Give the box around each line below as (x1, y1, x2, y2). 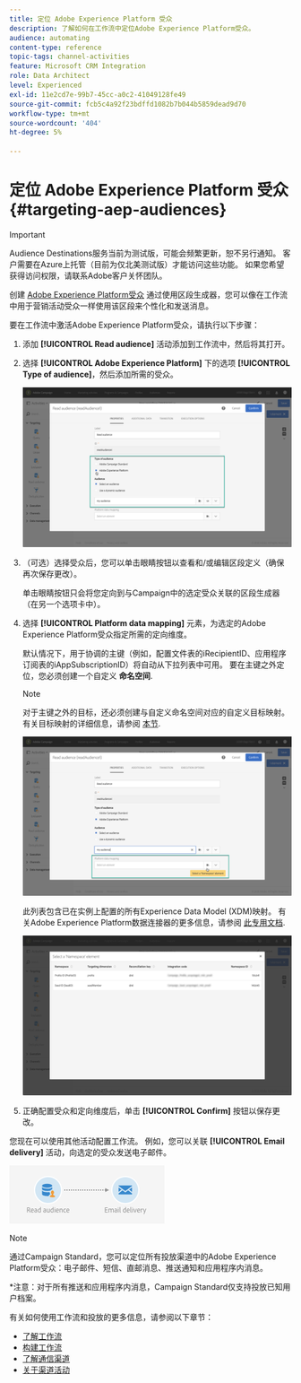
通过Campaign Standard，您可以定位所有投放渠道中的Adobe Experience (9, 1251, 277, 1262)
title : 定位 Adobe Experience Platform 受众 (9, 14, 173, 23)
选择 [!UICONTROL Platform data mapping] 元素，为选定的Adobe (21, 617, 266, 628)
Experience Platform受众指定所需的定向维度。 (21, 629, 193, 639)
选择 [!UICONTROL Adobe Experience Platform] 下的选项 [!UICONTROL (21, 357, 291, 368)
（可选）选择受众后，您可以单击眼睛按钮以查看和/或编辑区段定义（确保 (21, 557, 285, 568)
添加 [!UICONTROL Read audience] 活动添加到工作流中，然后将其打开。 (21, 338, 290, 349)
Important (9, 229, 46, 239)
